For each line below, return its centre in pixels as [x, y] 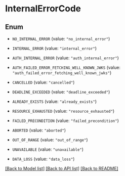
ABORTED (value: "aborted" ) [39, 130]
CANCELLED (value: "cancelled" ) [43, 82]
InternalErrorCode [43, 9]
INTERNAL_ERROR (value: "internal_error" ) [55, 48]
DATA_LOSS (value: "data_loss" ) [43, 159]
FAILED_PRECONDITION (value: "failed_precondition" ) [65, 121]
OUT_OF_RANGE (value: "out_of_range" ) [50, 140]
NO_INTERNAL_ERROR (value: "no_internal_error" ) [61, 39]
